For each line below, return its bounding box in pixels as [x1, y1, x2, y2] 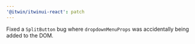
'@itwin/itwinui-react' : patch [6, 8, 85, 15]
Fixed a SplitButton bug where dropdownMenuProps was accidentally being [6, 25, 190, 33]
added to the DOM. [6, 31, 54, 39]
